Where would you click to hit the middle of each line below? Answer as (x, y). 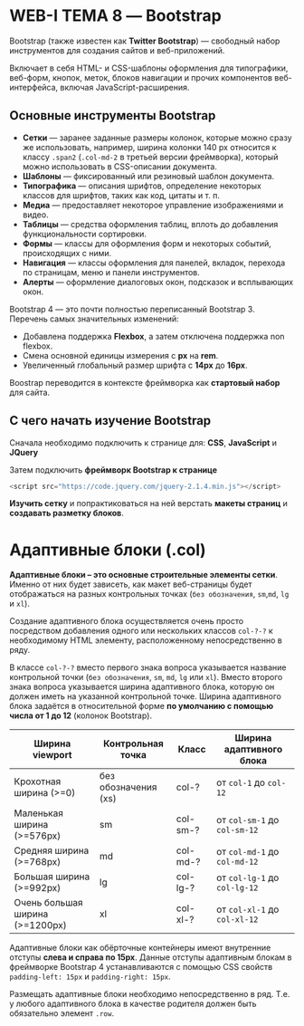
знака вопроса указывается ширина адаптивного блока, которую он (142, 687)
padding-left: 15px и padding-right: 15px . (90, 977)
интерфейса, (34, 87)
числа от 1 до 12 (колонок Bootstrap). (81, 715)
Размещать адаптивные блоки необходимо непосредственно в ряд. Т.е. (150, 994)
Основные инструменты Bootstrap (113, 115)
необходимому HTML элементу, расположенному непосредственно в (146, 640)
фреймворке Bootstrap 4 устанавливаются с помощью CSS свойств (141, 967)
